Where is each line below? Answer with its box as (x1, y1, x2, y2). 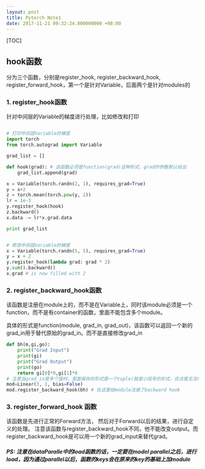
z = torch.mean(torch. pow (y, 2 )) (6, 192, 92, 198)
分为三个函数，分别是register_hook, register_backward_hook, (6, 74, 161, 81)
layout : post (6, 9, 40, 15)
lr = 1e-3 (6, 198, 32, 204)
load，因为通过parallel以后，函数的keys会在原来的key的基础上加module (6, 456, 191, 463)
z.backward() (6, 209, 40, 216)
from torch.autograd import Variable (6, 142, 103, 148)
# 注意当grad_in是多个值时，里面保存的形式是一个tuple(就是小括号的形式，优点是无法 (6, 376, 197, 382)
